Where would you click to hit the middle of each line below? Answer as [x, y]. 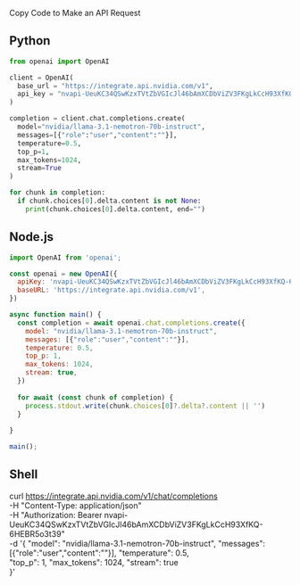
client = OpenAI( [42, 78]
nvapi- [116, 515]
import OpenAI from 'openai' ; [66, 258]
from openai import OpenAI [59, 62]
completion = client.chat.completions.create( [97, 119]
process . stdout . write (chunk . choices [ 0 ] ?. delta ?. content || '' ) [146, 406]
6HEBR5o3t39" [37, 533]
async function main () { [55, 315]
